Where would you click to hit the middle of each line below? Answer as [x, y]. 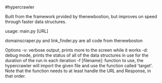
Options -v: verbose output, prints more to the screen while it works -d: [77, 50]
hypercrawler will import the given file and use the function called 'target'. [79, 66]
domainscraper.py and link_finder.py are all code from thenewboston [74, 41]
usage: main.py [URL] [27, 31]
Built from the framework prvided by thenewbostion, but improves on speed [81, 16]
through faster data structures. [36, 22]
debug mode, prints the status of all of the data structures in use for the [77, 55]
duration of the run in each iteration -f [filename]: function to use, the [74, 60]
